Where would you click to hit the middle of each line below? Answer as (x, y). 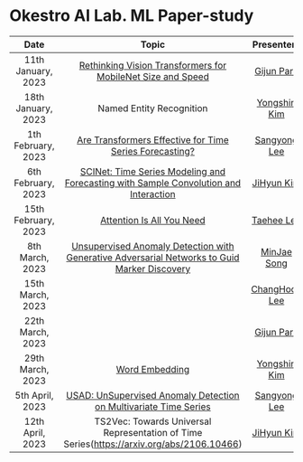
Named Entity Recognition (153, 108)
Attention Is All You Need (153, 220)
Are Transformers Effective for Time (152, 139)
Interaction (153, 193)
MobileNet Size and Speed (152, 76)
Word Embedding (153, 369)
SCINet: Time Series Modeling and (153, 171)
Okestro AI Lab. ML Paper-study (132, 16)
